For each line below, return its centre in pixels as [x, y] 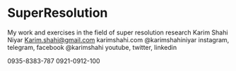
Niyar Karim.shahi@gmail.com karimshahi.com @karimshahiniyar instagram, [118, 39]
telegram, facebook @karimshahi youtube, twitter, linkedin [92, 47]
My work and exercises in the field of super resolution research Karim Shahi [118, 32]
